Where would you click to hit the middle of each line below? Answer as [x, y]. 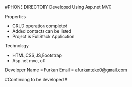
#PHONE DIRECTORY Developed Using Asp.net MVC [58, 7]
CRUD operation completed [40, 26]
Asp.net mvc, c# [29, 60]
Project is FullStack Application [43, 36]
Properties [16, 16]
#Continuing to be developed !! [36, 79]
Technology [17, 46]
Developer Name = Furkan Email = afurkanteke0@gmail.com [66, 70]
